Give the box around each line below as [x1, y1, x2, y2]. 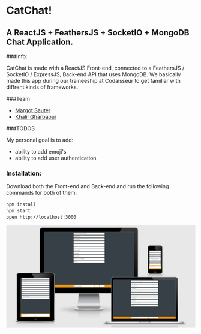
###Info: [6, 53, 28, 60]
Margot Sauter [14, 107, 51, 114]
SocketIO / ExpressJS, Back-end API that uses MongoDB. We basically [6, 71, 181, 78]
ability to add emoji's [14, 148, 67, 155]
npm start [6, 208, 31, 214]
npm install [6, 201, 36, 207]
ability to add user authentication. [14, 154, 98, 161]
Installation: [6, 169, 42, 177]
